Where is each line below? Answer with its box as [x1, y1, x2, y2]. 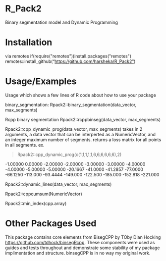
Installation [5, 37, 53, 48]
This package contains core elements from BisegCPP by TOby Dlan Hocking [5, 234, 161, 240]
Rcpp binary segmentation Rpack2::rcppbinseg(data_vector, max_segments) [5, 116, 161, 122]
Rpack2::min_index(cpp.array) [5, 200, 67, 206]
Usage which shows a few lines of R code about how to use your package [5, 92, 156, 98]
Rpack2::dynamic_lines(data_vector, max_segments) [5, 181, 112, 187]
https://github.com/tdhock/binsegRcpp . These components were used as [5, 239, 155, 245]
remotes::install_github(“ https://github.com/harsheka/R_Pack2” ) [5, 58, 136, 64]
